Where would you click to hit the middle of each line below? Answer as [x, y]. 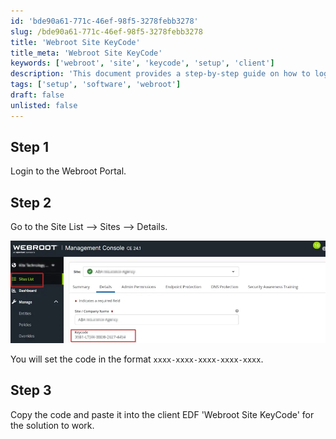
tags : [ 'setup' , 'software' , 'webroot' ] [96, 85]
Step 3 [31, 390]
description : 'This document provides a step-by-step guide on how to [160, 74]
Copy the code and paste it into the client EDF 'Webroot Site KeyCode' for [162, 414]
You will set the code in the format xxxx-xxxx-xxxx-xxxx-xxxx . [137, 359]
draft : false [37, 95]
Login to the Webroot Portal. [68, 171]
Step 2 [31, 202]
